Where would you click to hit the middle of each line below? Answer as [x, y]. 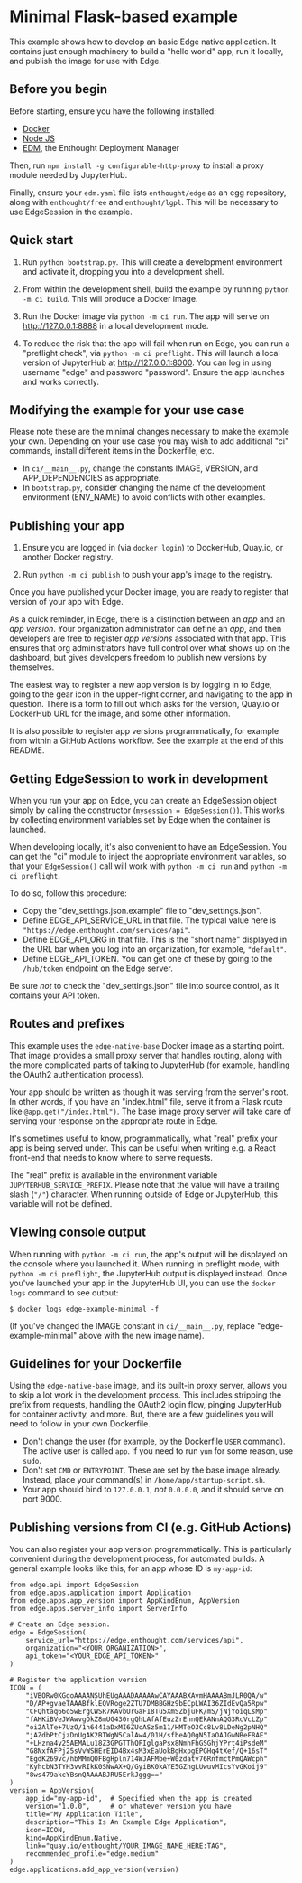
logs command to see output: [64, 1292]
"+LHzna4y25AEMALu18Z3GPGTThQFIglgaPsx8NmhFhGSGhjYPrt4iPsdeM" [147, 1743]
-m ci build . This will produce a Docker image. [110, 298]
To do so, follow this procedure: [69, 893]
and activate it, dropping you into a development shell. [123, 271]
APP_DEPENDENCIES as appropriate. [92, 478]
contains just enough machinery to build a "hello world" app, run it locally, [146, 51]
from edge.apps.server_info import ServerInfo [98, 1609]
